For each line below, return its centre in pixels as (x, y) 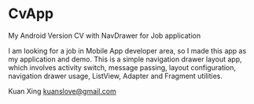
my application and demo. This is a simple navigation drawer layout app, (125, 59)
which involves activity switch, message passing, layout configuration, (122, 67)
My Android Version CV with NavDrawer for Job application (105, 35)
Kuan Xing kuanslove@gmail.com (62, 91)
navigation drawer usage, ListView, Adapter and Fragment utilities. (115, 76)
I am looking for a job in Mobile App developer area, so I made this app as (127, 50)
